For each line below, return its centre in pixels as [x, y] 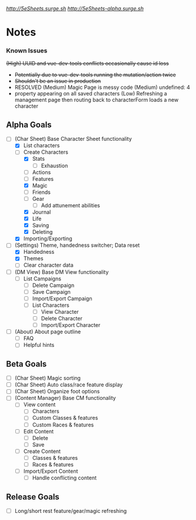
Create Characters [46, 152]
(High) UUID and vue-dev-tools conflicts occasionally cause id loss [87, 64]
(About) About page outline [48, 332]
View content [39, 405]
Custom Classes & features [65, 418]
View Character [60, 312]
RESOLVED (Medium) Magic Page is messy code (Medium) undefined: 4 [102, 87]
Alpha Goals [29, 125]
